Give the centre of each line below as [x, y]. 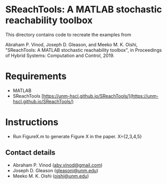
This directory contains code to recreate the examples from [68, 34]
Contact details [30, 153]
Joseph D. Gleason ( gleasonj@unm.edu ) [55, 170]
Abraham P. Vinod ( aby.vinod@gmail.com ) [58, 165]
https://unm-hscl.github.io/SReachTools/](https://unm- [101, 96]
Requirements [36, 76]
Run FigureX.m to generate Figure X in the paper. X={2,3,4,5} [77, 136]
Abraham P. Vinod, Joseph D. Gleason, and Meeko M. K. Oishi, [71, 44]
